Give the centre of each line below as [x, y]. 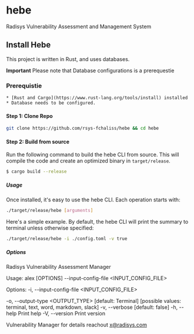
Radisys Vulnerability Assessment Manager [58, 266]
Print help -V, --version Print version [62, 313]
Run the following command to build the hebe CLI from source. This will [93, 155]
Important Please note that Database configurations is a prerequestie [90, 70]
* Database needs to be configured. [51, 103]
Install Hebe [29, 45]
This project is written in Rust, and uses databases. [68, 59]
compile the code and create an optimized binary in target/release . [88, 161]
